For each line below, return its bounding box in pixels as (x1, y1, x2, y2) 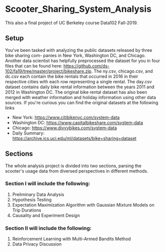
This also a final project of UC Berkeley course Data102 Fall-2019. (5, 20, 138, 26)
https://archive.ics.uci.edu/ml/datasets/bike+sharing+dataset (12, 135, 137, 141)
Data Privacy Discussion (12, 241, 62, 247)
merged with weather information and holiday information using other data (5, 94, 156, 100)
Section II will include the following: (5, 224, 92, 231)
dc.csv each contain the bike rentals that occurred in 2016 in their (5, 73, 138, 79)
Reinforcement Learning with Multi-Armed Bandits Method (12, 236, 131, 242)
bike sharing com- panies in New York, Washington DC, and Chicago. (5, 52, 146, 58)
